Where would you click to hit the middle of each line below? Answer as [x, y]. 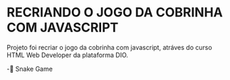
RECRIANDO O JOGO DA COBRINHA [115, 12]
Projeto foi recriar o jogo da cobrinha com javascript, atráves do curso [110, 47]
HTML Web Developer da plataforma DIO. [68, 55]
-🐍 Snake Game [30, 69]
